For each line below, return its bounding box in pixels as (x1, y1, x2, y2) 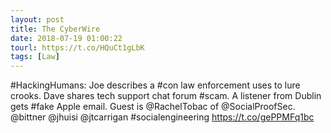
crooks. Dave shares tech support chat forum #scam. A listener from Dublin (10, 90, 322, 102)
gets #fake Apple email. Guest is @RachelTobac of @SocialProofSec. (10, 101, 296, 113)
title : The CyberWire (10, 24, 101, 34)
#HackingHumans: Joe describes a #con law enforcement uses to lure (10, 79, 301, 91)
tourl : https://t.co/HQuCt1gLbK (10, 42, 145, 53)
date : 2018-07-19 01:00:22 (10, 33, 123, 43)
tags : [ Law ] (10, 52, 60, 62)
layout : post (10, 14, 65, 25)
